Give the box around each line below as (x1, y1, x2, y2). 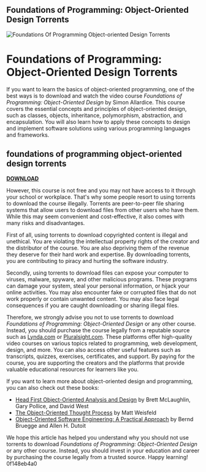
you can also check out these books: (6, 384, 99, 391)
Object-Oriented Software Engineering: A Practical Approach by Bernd (15, 415, 194, 422)
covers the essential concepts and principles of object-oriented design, (6, 105, 187, 112)
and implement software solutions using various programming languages (6, 124, 191, 132)
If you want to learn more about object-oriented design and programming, (6, 377, 193, 385)
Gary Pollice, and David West (15, 402, 89, 409)
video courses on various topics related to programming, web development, (6, 340, 198, 347)
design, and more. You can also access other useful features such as (6, 346, 181, 353)
